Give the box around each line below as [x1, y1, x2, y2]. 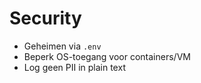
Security [9, 7, 82, 30]
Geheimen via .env [23, 40, 102, 52]
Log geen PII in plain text [23, 61, 126, 73]
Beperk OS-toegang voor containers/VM [23, 50, 191, 62]
